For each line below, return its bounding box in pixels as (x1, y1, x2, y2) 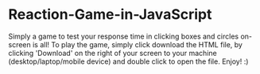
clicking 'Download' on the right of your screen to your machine (8, 48, 217, 57)
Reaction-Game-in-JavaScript (8, 6, 212, 24)
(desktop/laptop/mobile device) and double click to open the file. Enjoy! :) (8, 57, 249, 66)
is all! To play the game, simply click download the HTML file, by (32, 39, 243, 49)
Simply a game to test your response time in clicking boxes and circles (8, 31, 239, 41)
